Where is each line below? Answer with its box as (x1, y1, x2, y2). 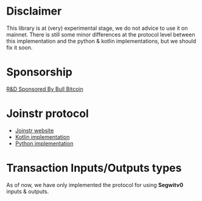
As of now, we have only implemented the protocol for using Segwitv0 (6, 181, 184, 188)
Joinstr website (15, 127, 54, 134)
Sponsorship (6, 65, 73, 79)
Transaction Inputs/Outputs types (6, 161, 182, 175)
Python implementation (15, 139, 74, 147)
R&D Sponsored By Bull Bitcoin (6, 85, 83, 93)
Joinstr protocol (6, 107, 89, 121)
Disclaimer (6, 4, 62, 18)
